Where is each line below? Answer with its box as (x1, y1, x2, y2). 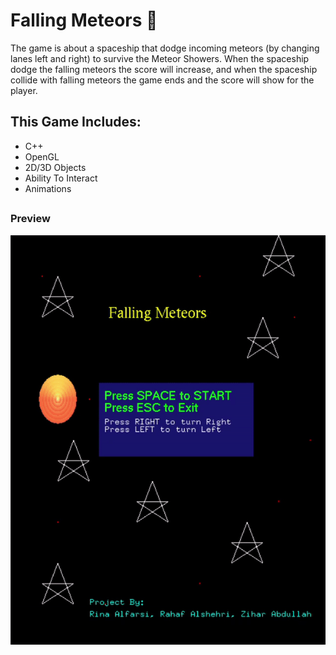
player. (10, 84, 38, 96)
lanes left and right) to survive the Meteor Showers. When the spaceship (10, 52, 310, 64)
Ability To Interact (24, 172, 98, 184)
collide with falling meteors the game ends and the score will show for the (10, 74, 315, 86)
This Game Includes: (10, 114, 142, 131)
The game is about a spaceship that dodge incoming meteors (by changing (10, 42, 320, 54)
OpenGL (24, 150, 60, 163)
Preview (10, 212, 51, 226)
